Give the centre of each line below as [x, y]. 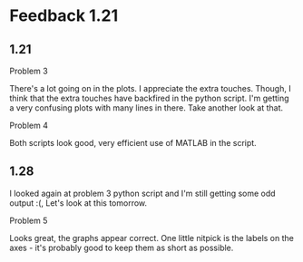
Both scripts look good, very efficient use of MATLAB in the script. [133, 143]
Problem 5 [29, 220]
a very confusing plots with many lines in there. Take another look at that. [147, 108]
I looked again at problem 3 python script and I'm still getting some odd [142, 193]
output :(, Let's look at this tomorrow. [78, 203]
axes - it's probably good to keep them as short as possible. [122, 247]
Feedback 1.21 [64, 16]
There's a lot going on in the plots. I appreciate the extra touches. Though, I [151, 88]
